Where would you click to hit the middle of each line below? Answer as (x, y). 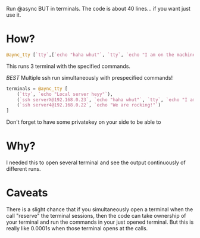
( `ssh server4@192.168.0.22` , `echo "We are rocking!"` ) (89, 105)
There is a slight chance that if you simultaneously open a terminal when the (100, 209)
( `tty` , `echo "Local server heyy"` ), (65, 94)
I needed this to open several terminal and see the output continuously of (96, 162)
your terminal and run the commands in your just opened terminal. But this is (100, 222)
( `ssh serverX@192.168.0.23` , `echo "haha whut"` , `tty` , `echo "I (102, 100)
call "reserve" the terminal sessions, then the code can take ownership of (96, 216)
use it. (14, 15)
